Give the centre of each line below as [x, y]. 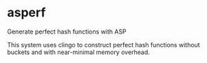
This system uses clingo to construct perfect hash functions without [104, 45]
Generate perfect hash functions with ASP [67, 32]
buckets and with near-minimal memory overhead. [78, 52]
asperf [26, 13]
